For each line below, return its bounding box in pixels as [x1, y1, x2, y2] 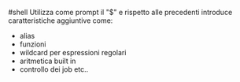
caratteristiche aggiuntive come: [8, 16, 113, 25]
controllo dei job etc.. [19, 65, 89, 74]
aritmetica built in [19, 56, 76, 65]
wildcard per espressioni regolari [19, 48, 127, 57]
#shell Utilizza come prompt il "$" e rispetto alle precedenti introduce [8, 8, 233, 17]
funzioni [19, 39, 46, 49]
